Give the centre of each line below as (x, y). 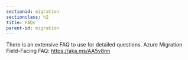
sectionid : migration (33, 11)
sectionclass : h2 (27, 17)
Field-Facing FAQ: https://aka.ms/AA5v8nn (58, 51)
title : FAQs (21, 22)
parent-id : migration (33, 28)
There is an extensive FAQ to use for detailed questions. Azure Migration (94, 45)
